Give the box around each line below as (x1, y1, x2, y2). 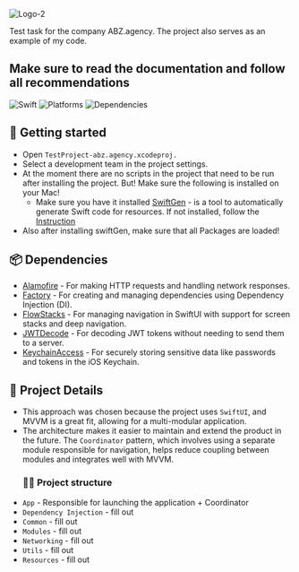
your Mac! (21, 186, 60, 197)
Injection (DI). (21, 299, 73, 310)
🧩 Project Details (9, 382, 104, 398)
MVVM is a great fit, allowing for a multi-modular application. (21, 416, 248, 427)
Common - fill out (21, 516, 78, 526)
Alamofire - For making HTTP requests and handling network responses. (21, 281, 291, 291)
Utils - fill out (21, 544, 74, 555)
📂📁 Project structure (21, 476, 113, 489)
